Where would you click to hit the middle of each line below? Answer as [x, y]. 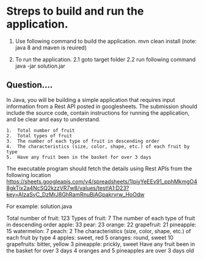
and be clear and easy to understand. [53, 119]
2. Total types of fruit [39, 135]
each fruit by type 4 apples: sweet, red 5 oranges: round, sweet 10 [90, 237]
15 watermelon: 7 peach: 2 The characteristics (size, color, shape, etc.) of [99, 231]
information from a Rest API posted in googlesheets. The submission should [102, 106]
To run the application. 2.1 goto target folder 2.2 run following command [105, 59]
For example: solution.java [39, 206]
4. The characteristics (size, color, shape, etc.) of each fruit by [98, 146]
